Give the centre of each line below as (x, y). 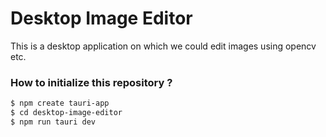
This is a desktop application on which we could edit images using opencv (163, 46)
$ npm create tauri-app (60, 103)
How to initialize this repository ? (91, 82)
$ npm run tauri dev (53, 122)
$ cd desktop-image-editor (66, 113)
